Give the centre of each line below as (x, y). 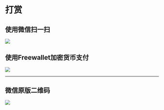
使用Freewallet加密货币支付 (47, 58)
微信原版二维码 (28, 91)
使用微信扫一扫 (28, 29)
